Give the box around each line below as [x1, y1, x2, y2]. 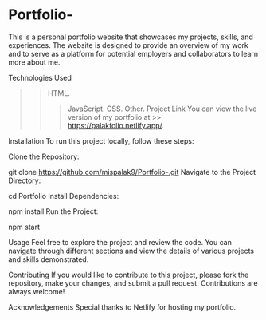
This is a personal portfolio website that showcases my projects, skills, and [8, 32, 253, 41]
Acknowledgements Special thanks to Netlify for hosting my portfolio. [8, 302, 237, 312]
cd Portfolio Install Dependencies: [8, 191, 119, 200]
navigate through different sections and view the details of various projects [8, 246, 255, 255]
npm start [8, 222, 41, 231]
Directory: [8, 176, 41, 185]
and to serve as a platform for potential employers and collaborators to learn [8, 49, 259, 58]
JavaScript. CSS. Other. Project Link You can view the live [67, 104, 257, 113]
